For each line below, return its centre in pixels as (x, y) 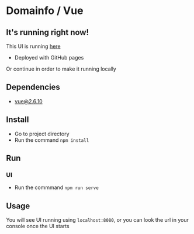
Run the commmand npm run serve (57, 187)
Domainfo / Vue (45, 11)
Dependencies (33, 87)
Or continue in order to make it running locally (61, 69)
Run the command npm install (52, 140)
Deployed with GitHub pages (49, 57)
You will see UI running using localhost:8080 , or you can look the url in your (97, 220)
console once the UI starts (38, 226)
